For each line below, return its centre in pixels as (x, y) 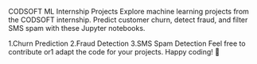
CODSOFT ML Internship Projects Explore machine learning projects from (128, 11)
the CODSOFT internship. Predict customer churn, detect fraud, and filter (128, 20)
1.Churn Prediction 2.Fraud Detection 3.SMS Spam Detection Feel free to (127, 43)
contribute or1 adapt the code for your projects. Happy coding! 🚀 (114, 52)
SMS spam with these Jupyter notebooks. (77, 28)
